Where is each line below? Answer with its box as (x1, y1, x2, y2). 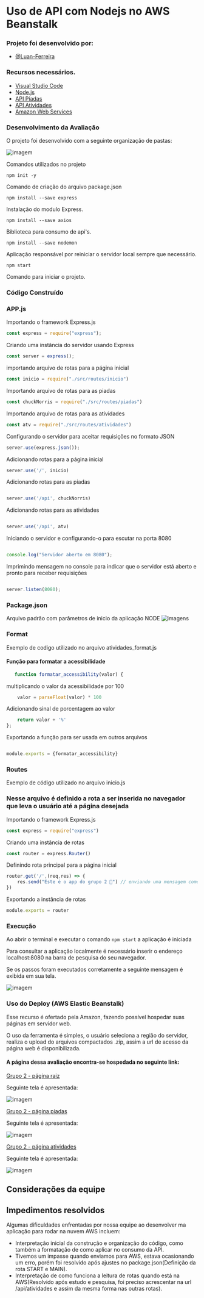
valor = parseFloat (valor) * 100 (17, 694, 102, 700)
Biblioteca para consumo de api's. (6, 228, 92, 235)
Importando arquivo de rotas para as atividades (6, 410, 125, 417)
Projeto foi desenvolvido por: (6, 39, 94, 48)
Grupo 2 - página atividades (6, 1142, 77, 1150)
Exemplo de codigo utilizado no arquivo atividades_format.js (6, 644, 157, 651)
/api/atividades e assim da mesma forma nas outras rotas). (15, 1285, 163, 1292)
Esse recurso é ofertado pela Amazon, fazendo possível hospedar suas (6, 1013, 185, 1020)
